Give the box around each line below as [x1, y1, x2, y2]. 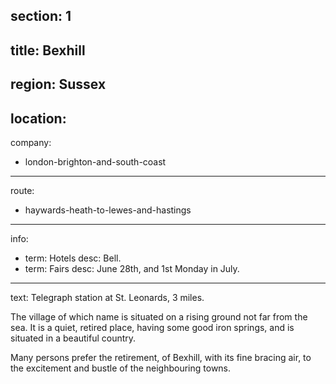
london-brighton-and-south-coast [24, 155, 167, 168]
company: [10, 136, 52, 148]
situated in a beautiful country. [10, 332, 137, 344]
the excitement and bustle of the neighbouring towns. [10, 362, 232, 374]
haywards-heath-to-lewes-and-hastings [24, 204, 192, 216]
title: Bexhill [10, 42, 86, 59]
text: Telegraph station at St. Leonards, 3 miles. [10, 291, 205, 303]
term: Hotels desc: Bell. [24, 252, 122, 264]
